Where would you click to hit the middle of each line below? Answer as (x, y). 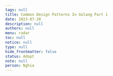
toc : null (15, 38)
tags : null (16, 10)
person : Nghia (20, 65)
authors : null (20, 28)
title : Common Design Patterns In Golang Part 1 (56, 14)
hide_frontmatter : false (31, 51)
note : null (16, 61)
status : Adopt (20, 56)
